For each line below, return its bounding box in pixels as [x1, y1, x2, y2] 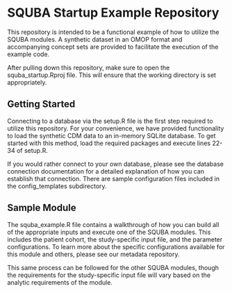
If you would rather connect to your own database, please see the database [7, 160, 224, 168]
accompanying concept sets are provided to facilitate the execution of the [7, 42, 219, 51]
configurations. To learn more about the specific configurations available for [7, 242, 225, 251]
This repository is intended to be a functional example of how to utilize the [7, 28, 219, 36]
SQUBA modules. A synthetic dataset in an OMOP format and [7, 35, 183, 43]
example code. [7, 50, 50, 58]
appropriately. [7, 78, 47, 86]
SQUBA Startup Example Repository [7, 5, 219, 21]
